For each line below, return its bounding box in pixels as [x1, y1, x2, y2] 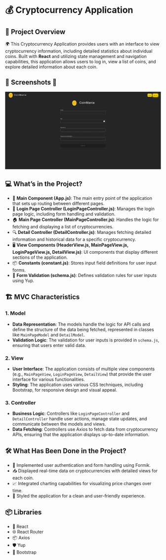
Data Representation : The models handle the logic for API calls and [12, 321, 151, 327]
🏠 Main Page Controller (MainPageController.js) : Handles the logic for [12, 217, 159, 223]
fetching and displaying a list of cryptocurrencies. [12, 224, 114, 230]
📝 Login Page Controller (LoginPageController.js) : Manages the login [12, 206, 155, 212]
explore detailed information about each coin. [5, 64, 98, 70]
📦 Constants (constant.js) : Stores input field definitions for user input [12, 260, 157, 266]
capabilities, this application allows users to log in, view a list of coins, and [5, 58, 157, 64]
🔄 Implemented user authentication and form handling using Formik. [12, 462, 151, 468]
